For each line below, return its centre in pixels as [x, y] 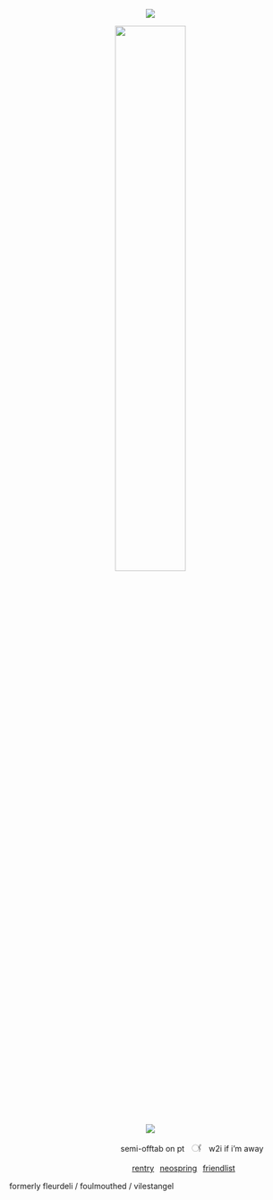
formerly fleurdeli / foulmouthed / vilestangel [92, 1186]
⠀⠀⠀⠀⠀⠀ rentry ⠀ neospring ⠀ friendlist [166, 1168]
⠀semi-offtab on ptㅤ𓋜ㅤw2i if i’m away [189, 1149]
